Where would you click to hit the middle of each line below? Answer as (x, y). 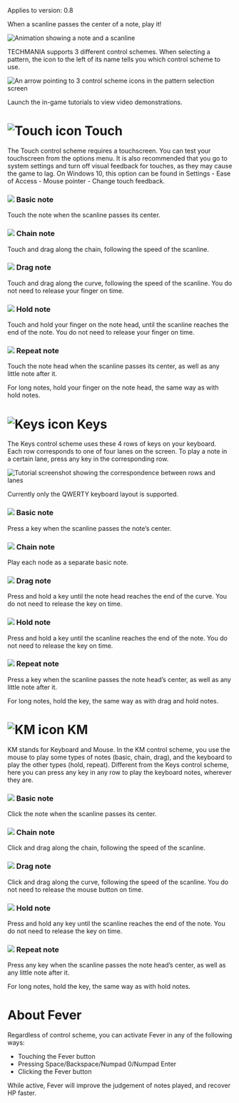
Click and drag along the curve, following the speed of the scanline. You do (118, 882)
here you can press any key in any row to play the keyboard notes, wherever (119, 772)
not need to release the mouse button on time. (76, 889)
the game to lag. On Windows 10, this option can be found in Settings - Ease (119, 173)
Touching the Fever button (56, 1057)
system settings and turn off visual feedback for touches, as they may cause (120, 166)
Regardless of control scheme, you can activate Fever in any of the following (120, 1035)
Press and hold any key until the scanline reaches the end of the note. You (117, 923)
